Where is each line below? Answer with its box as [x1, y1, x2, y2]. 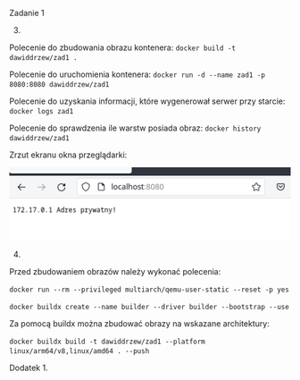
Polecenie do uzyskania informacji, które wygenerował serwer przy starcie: [9, 96, 286, 106]
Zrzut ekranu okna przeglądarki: [9, 149, 128, 160]
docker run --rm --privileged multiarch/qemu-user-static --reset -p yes [9, 285, 290, 294]
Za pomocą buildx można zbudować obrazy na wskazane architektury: [9, 317, 270, 329]
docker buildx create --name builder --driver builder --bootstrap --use [9, 302, 290, 311]
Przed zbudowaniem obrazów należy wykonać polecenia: [9, 266, 221, 276]
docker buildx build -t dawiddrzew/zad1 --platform [9, 337, 205, 346]
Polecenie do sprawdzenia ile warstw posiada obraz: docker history [9, 122, 262, 133]
